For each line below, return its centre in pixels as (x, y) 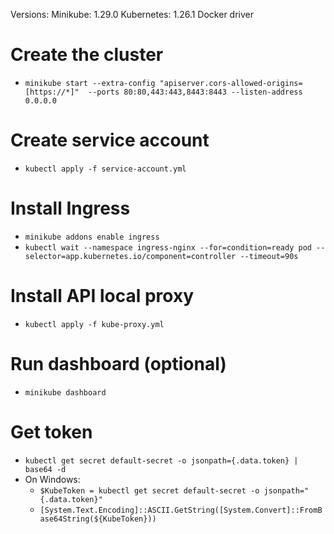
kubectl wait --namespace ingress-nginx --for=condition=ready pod (168, 247)
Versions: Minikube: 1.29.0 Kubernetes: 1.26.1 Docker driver (132, 14)
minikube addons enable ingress (92, 237)
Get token (51, 431)
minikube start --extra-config (90, 83)
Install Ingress (70, 208)
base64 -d (45, 469)
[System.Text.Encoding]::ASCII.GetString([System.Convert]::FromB (181, 510)
